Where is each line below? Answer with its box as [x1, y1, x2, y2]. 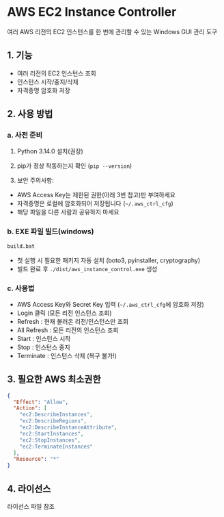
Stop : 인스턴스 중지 [16, 343, 70, 351]
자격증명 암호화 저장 [16, 86, 70, 94]
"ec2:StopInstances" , [19, 436, 81, 444]
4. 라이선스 [7, 483, 51, 494]
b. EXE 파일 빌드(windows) [7, 227, 94, 236]
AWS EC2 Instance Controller [7, 4, 177, 20]
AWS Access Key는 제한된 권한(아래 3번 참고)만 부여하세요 [16, 191, 176, 199]
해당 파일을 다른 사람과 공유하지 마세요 [16, 208, 120, 216]
